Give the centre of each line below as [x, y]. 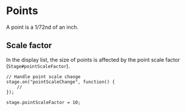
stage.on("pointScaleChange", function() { [61, 82]
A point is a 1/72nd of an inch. [42, 27]
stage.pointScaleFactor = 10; [44, 102]
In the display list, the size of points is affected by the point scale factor [93, 59]
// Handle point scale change [44, 77]
